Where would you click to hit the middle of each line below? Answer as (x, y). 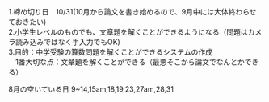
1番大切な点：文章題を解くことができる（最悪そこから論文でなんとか (130, 62)
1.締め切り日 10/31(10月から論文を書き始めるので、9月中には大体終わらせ (132, 12)
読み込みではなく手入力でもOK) (68, 42)
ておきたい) (27, 22)
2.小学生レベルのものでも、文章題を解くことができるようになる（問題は (128, 32)
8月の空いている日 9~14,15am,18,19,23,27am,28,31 (91, 89)
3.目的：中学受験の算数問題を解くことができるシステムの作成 (110, 52)
